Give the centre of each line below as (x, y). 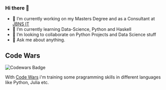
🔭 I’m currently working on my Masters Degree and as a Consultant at (83, 19)
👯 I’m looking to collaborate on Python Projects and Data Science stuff (84, 35)
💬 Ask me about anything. (39, 40)
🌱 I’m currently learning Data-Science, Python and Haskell (72, 29)
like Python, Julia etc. (27, 83)
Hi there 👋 (17, 8)
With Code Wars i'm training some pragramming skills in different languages (83, 77)
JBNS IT (21, 24)
